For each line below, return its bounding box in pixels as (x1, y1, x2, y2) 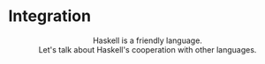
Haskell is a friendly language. (93, 35, 202, 46)
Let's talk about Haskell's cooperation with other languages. (38, 44, 257, 54)
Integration (8, 6, 92, 26)
